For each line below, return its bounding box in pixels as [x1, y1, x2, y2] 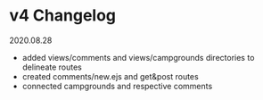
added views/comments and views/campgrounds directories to [21, 52, 255, 62]
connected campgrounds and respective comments [21, 80, 213, 91]
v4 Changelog [9, 5, 117, 26]
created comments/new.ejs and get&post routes [21, 71, 199, 81]
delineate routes [21, 62, 82, 72]
